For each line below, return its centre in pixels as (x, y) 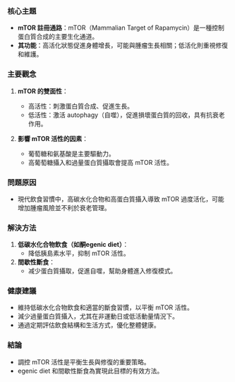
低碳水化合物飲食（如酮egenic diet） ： (73, 245)
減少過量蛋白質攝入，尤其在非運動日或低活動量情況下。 (98, 316)
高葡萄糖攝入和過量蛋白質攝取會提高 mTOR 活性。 (101, 162)
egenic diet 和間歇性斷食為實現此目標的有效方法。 (90, 371)
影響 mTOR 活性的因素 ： (53, 138)
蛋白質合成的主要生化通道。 (58, 37)
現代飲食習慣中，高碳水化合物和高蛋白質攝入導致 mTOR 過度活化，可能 (121, 199)
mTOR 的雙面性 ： (43, 91)
